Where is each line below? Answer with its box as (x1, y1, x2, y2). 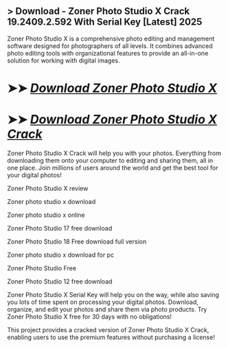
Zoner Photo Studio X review (7, 184, 89, 192)
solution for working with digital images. (7, 56, 120, 65)
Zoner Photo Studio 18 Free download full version (7, 237, 147, 246)
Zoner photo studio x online (7, 211, 85, 219)
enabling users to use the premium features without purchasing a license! (7, 333, 215, 341)
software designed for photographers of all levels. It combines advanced (7, 41, 213, 50)
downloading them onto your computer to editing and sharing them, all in (7, 156, 214, 164)
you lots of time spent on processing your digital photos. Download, (7, 298, 199, 306)
